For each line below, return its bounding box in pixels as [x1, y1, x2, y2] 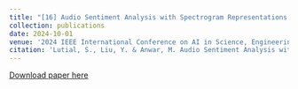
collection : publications [9, 21, 105, 30]
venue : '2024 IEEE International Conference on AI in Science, [9, 37, 248, 47]
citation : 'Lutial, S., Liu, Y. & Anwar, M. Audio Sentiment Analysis [9, 46, 276, 55]
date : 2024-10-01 [9, 29, 74, 38]
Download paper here [9, 70, 89, 80]
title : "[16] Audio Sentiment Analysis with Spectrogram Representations [9, 12, 288, 22]
